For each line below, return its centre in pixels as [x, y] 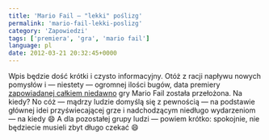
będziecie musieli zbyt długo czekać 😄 [74, 127]
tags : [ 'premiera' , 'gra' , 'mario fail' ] [79, 38]
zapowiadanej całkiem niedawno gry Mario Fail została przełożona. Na [125, 93]
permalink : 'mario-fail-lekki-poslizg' [76, 23]
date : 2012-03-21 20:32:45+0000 [63, 53]
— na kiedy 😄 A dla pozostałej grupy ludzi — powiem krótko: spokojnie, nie [134, 119]
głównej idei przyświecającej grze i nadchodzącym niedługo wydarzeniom [132, 110]
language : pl [30, 46]
